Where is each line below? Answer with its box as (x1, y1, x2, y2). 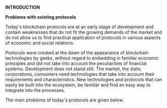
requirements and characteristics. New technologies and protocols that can (5, 77, 162, 82)
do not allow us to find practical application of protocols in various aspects (5, 35, 161, 40)
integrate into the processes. (5, 87, 65, 93)
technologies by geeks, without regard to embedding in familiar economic (5, 55, 159, 61)
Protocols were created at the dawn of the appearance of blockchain (5, 50, 149, 56)
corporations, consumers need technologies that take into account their (5, 71, 155, 77)
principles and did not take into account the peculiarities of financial (5, 61, 147, 66)
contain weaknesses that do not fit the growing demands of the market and (5, 29, 162, 35)
